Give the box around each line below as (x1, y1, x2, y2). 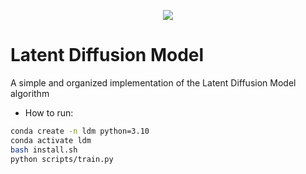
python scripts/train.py (10, 154, 114, 164)
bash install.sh (10, 145, 78, 155)
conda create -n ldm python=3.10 (10, 126, 150, 136)
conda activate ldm (10, 135, 92, 145)
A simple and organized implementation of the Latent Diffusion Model (10, 76, 297, 89)
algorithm (10, 87, 50, 99)
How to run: (24, 106, 74, 119)
